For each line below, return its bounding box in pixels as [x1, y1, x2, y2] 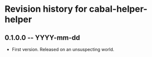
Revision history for [4, 3, 87, 15]
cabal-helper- [89, 3, 148, 15]
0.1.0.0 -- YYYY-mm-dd [4, 33, 80, 42]
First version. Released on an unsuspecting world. [11, 47, 115, 52]
